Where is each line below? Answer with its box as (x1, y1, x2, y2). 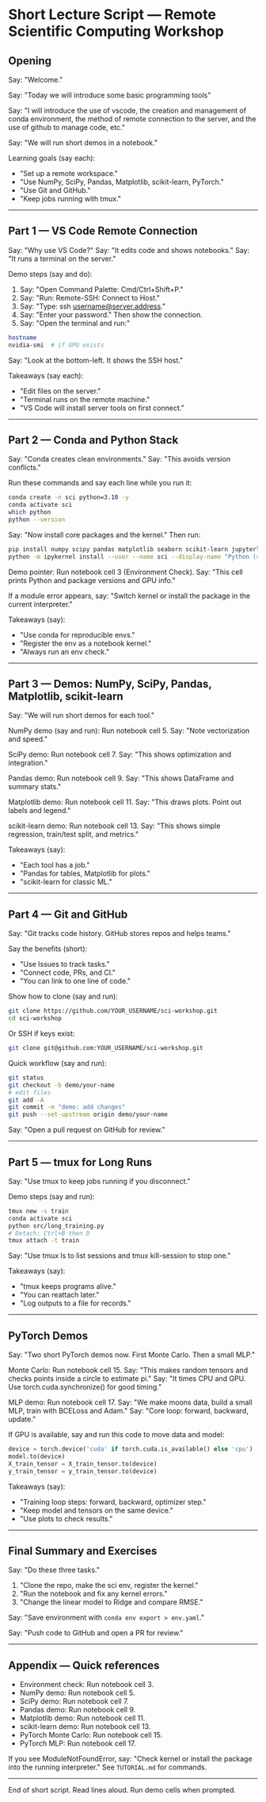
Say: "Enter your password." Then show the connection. (19, 309, 203, 319)
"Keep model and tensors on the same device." (19, 1505, 174, 1515)
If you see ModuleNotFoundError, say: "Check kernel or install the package (8, 1754, 253, 1764)
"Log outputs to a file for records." (19, 1298, 132, 1308)
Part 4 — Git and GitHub (8, 907, 128, 921)
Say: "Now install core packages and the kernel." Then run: (8, 530, 201, 539)
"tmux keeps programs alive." (19, 1282, 116, 1291)
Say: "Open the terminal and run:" (19, 318, 131, 328)
